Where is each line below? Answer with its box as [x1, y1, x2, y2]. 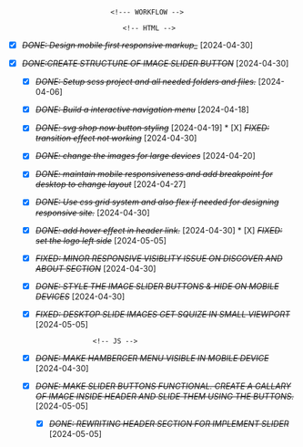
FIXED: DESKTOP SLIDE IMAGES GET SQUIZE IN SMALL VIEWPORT [35, 308, 290, 319]
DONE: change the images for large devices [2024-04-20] [35, 151, 256, 161]
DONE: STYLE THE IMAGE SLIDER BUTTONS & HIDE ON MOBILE [35, 280, 279, 291]
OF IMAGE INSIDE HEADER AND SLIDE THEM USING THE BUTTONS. [35, 390, 295, 401]
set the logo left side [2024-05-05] [35, 234, 167, 245]
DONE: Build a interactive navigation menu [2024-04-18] [35, 104, 249, 115]
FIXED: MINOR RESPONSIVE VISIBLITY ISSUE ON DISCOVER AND [35, 253, 283, 264]
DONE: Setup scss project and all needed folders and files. [35, 77, 257, 88]
